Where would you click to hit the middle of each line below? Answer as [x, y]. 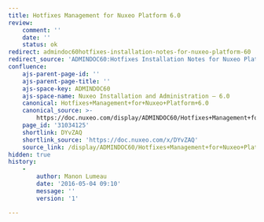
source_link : [44, 147]
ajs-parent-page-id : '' [61, 74]
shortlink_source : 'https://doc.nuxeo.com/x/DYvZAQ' [110, 140]
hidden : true [29, 154]
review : [21, 23]
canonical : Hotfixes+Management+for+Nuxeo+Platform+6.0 [116, 103]
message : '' [56, 191]
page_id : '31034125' [56, 125]
